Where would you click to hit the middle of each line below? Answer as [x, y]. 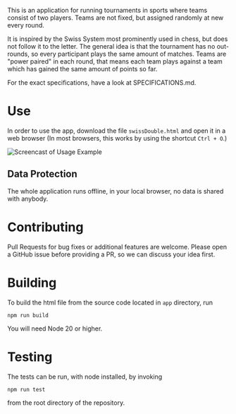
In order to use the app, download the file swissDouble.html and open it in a [117, 131]
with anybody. [28, 199]
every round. [26, 25]
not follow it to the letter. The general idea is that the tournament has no [111, 46]
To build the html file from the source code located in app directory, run [110, 302]
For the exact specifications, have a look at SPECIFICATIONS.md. [102, 83]
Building [32, 283]
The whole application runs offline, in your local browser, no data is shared [116, 191]
